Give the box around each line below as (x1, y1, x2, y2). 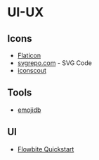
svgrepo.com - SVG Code (17, 59, 93, 67)
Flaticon (17, 51, 41, 59)
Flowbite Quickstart (17, 144, 74, 153)
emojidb (17, 105, 41, 114)
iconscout (17, 67, 47, 74)
